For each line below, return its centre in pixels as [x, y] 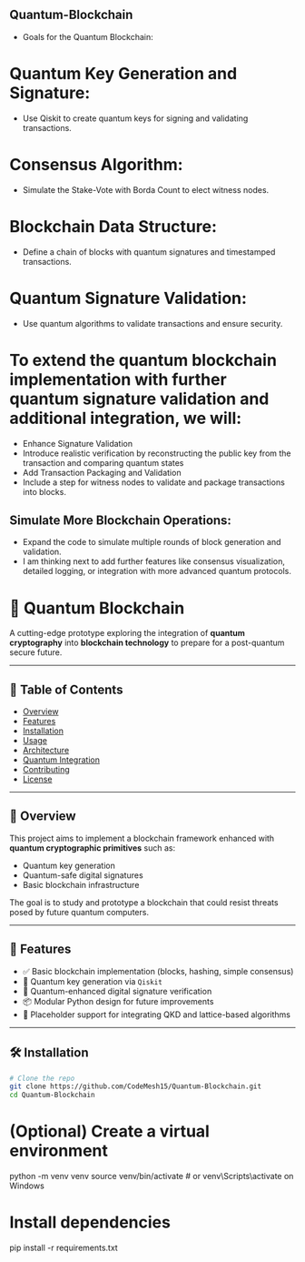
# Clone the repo [42, 1078]
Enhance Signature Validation [78, 443]
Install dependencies [90, 1222]
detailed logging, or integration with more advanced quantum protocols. [157, 571]
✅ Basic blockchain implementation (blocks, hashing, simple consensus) [158, 971]
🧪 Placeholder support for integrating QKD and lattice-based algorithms [156, 1015]
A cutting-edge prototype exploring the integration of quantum [127, 633]
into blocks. [44, 491]
